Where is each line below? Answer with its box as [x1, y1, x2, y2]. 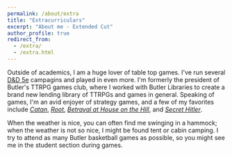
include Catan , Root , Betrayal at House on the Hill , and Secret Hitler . [7, 105, 203, 114]
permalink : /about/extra [7, 10, 79, 17]
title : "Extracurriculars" [7, 17, 85, 24]
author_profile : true [7, 29, 70, 37]
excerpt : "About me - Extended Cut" [7, 23, 113, 30]
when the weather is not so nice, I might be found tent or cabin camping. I [7, 126, 219, 134]
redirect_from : [7, 36, 51, 43]
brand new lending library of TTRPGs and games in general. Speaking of [7, 90, 215, 98]
